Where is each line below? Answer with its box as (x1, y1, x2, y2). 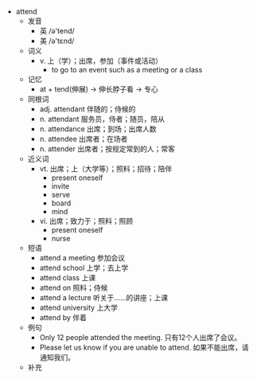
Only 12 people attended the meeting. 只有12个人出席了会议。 (39, 333, 242, 342)
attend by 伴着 (39, 313, 88, 322)
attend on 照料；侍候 (39, 283, 108, 292)
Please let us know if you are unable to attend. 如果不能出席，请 (39, 342, 249, 352)
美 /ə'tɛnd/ (39, 36, 75, 45)
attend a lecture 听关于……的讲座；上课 (39, 293, 169, 302)
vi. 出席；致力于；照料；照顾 (39, 217, 134, 225)
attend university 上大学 (39, 303, 118, 312)
